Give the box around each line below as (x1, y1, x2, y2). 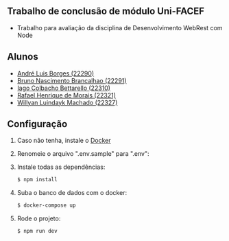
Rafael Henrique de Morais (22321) (16, 91, 117, 99)
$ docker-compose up (16, 202, 76, 209)
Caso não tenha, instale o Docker (16, 137, 111, 145)
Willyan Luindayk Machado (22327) (16, 98, 118, 106)
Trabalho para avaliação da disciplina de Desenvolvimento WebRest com (16, 23, 223, 32)
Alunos (7, 51, 39, 62)
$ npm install (16, 176, 58, 183)
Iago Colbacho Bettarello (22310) (16, 84, 111, 92)
